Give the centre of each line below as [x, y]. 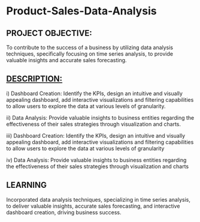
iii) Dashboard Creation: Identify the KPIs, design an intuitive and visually [96, 135]
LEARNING [26, 185]
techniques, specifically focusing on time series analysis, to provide [90, 54]
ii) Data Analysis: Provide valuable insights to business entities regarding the [100, 117]
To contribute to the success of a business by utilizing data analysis [90, 47]
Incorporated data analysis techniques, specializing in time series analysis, [98, 199]
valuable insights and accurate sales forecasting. [66, 60]
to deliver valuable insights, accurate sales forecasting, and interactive [93, 206]
